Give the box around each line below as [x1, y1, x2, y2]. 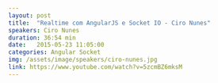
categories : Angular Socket [8, 48, 101, 56]
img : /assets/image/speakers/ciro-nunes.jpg [8, 56, 158, 64]
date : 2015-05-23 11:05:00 [8, 41, 105, 49]
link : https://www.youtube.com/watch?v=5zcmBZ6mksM [8, 63, 182, 71]
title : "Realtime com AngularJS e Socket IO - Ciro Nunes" [8, 19, 212, 27]
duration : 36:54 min [8, 33, 77, 42]
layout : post [8, 11, 52, 20]
